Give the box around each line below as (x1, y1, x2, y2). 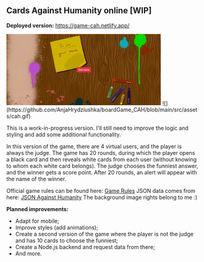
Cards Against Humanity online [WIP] (6, 6, 152, 16)
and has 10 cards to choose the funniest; (15, 237, 118, 244)
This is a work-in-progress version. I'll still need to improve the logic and (6, 124, 189, 132)
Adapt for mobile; (15, 217, 59, 225)
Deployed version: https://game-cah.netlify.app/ (6, 21, 130, 29)
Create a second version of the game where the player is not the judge (15, 230, 194, 238)
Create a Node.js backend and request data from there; (15, 244, 155, 251)
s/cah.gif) (6, 113, 31, 120)
